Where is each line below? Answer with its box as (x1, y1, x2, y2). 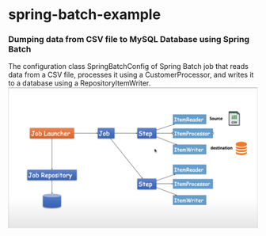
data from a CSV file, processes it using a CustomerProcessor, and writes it (8, 70, 254, 80)
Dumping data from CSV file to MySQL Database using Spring (8, 34, 250, 45)
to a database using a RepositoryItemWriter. (8, 78, 151, 88)
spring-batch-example (8, 6, 161, 24)
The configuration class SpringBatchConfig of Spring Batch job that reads (8, 62, 249, 71)
